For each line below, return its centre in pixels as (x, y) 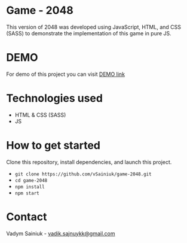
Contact (27, 217)
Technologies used (55, 98)
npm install (30, 187)
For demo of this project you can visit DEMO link (66, 74)
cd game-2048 (31, 180)
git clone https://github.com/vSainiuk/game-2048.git (83, 174)
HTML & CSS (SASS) (40, 115)
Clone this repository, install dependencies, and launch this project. (89, 162)
